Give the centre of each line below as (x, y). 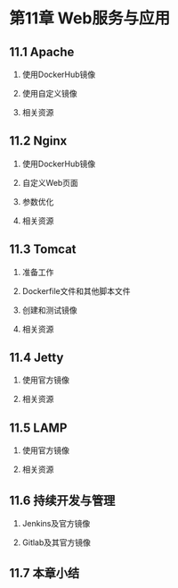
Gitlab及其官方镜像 (57, 542)
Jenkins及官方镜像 (56, 524)
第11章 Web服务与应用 (90, 18)
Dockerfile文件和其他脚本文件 (76, 290)
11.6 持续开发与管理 (62, 500)
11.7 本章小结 (44, 573)
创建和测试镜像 (49, 310)
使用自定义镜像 (49, 93)
